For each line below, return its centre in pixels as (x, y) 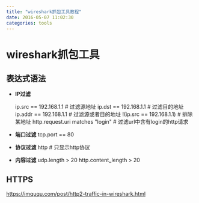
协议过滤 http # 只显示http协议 (52, 147)
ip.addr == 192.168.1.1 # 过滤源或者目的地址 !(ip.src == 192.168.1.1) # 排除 (104, 114)
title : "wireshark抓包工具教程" (44, 12)
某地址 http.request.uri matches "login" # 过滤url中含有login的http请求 (102, 122)
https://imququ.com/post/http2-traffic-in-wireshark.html (76, 194)
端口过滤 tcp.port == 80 (44, 135)
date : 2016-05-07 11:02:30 (40, 17)
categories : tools (29, 23)
